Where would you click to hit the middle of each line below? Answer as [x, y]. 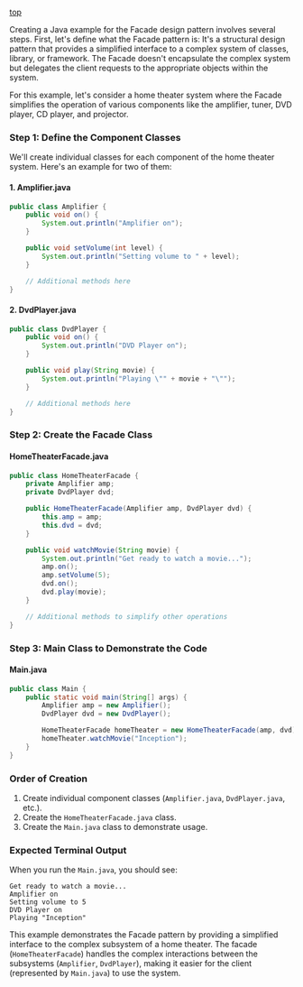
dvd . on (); [60, 584]
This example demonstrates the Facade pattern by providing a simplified [144, 935]
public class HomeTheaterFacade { [74, 475]
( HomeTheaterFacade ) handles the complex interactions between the [134, 954]
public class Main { [48, 688]
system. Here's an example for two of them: [91, 167]
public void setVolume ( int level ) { [95, 248]
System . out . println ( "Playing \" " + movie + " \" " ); [139, 378]
